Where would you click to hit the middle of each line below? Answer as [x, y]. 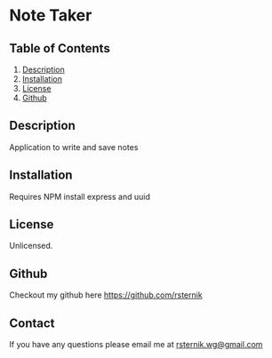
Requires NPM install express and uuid [80, 196]
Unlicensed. [31, 246]
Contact [32, 323]
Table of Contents [60, 48]
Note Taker [51, 16]
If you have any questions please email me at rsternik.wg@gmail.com [136, 345]
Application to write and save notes [74, 147]
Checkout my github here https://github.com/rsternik [106, 295]
